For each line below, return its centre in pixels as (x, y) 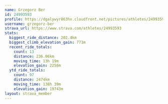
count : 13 (24, 51)
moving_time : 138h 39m (37, 84)
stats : (12, 33)
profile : (14, 19)
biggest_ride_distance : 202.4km (43, 38)
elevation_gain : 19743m (39, 89)
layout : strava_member (28, 93)
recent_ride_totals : (31, 47)
